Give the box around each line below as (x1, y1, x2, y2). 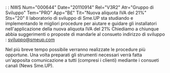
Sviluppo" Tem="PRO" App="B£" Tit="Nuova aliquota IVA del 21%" (5, 10, 147, 16)
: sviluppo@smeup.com (5, 36, 55, 43)
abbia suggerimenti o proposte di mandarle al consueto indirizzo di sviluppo (5, 31, 165, 37)
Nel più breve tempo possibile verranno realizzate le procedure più (5, 47, 145, 52)
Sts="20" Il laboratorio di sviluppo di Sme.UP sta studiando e (5, 15, 134, 21)
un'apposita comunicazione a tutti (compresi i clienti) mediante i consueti (5, 57, 159, 63)
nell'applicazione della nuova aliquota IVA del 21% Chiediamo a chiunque (5, 26, 159, 32)
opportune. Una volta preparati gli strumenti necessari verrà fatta (5, 52, 142, 58)
